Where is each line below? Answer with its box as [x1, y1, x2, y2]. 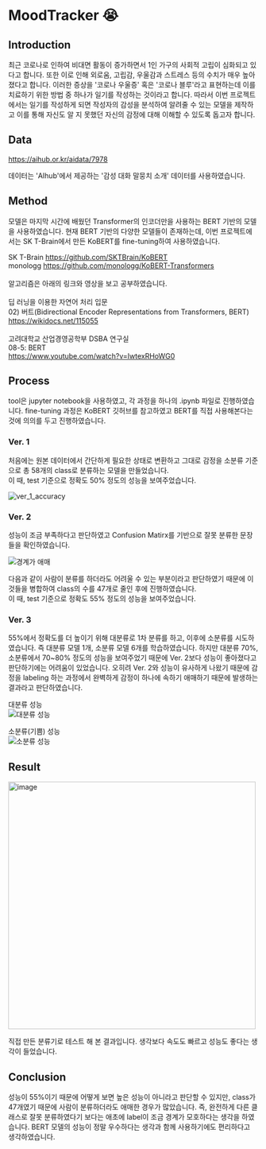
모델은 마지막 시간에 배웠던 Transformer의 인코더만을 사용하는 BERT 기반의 [8, 216, 242, 226]
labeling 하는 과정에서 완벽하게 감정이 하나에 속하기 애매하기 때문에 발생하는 [22, 673, 259, 682]
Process [8, 375, 50, 388]
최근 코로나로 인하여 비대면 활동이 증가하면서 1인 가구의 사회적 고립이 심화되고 [8, 60, 249, 69]
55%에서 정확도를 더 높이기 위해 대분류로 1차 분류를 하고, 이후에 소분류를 [8, 633, 233, 642]
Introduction [8, 38, 71, 52]
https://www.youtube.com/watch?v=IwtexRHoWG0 [8, 351, 175, 360]
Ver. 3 [8, 614, 32, 625]
